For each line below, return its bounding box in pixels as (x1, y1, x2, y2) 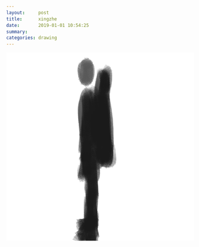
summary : (6, 29, 28, 35)
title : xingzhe (6, 16, 58, 22)
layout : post (6, 10, 49, 16)
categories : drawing (6, 35, 58, 41)
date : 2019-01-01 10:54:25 (6, 22, 89, 28)
